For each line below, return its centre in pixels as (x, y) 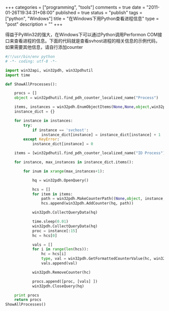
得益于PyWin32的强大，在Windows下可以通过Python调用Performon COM (81, 34)
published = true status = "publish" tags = (99, 13)
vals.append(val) (59, 263)
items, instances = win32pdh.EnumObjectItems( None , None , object (82, 107)
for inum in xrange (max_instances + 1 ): (64, 171)
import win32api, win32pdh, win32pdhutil (49, 70)
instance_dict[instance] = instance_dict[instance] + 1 (101, 135)
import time (18, 75)
